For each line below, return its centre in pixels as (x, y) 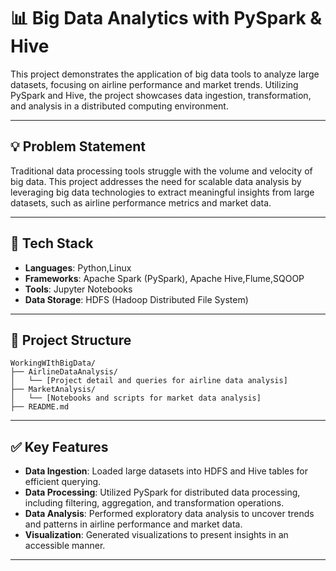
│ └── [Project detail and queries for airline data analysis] (149, 381)
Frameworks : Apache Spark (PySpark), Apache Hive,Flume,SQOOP (164, 278)
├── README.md (40, 407)
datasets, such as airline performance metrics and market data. (141, 202)
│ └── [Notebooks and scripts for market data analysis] (136, 398)
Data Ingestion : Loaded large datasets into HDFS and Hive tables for (166, 471)
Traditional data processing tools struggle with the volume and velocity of (161, 171)
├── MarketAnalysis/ (53, 390)
